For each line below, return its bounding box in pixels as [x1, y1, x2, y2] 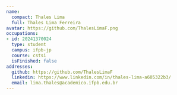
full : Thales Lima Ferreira [11, 19, 81, 25]
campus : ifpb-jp [11, 47, 52, 53]
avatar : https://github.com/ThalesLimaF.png [6, 25, 118, 31]
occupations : [6, 31, 39, 37]
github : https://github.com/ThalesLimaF [11, 69, 113, 75]
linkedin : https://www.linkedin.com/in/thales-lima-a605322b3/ [11, 74, 171, 80]
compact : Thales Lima [11, 14, 65, 20]
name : [6, 8, 20, 15]
